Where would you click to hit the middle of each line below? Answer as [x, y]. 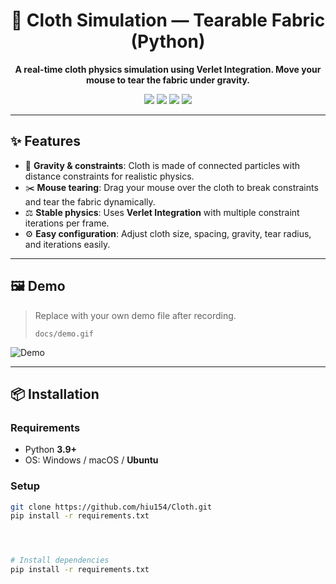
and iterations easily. [67, 244]
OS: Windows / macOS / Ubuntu [91, 460]
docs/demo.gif [64, 334]
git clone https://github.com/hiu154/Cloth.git [111, 507]
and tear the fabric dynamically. [90, 201]
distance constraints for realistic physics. [109, 176]
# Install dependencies [60, 560]
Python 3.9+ [51, 450]
